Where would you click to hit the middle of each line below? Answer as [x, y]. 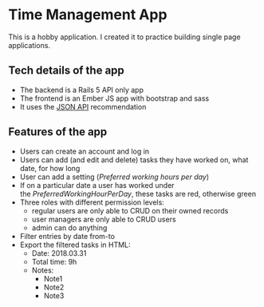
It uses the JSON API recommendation [83, 106]
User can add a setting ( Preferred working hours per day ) [114, 177]
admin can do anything [69, 227]
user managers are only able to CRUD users [104, 219]
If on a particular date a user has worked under [97, 185]
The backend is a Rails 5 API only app [81, 90]
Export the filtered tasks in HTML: [75, 245]
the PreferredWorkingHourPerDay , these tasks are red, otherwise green [138, 193]
